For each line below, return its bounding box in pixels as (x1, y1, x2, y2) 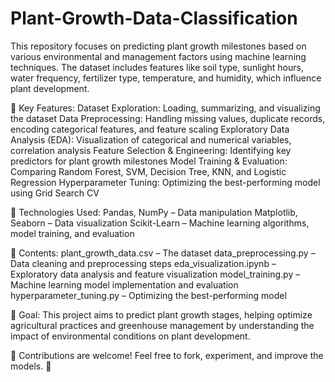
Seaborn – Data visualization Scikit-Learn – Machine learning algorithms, (10, 217, 310, 229)
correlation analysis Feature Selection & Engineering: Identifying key (10, 144, 292, 156)
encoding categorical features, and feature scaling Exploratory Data (10, 123, 290, 135)
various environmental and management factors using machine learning (10, 50, 307, 62)
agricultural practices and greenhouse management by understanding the (10, 319, 315, 331)
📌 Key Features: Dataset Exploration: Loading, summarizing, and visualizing (10, 102, 321, 114)
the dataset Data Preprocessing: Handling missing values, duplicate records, (10, 112, 326, 124)
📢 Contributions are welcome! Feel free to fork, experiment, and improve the (10, 349, 324, 361)
